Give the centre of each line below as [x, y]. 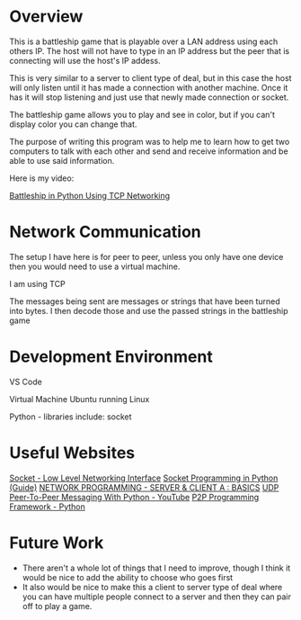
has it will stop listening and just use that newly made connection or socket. [149, 97]
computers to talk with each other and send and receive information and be [149, 151]
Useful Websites [72, 453]
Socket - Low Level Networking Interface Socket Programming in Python [144, 478]
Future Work [57, 543]
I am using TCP [37, 283]
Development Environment [111, 357]
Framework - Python [47, 507]
